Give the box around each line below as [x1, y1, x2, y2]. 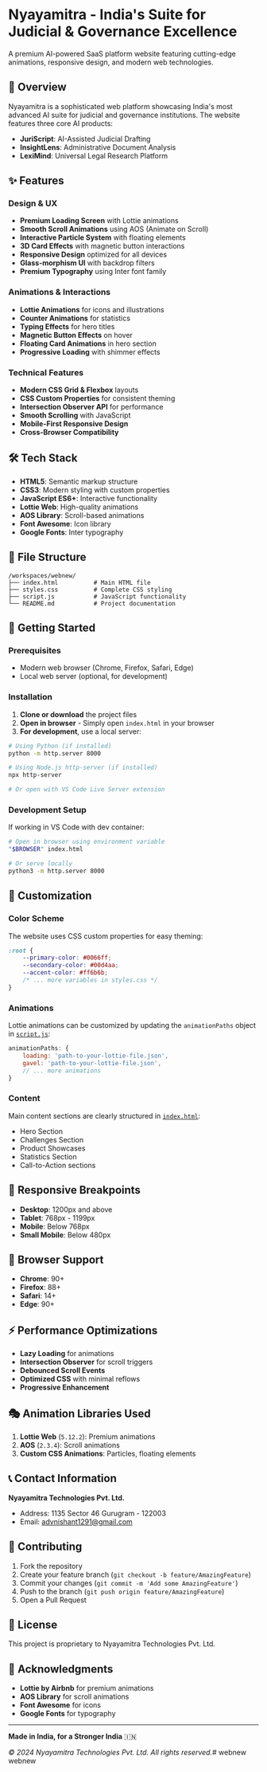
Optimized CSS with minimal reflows [19, 1374, 141, 1384]
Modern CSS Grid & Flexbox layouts [19, 385, 139, 395]
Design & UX [8, 198, 58, 209]
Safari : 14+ [19, 1291, 57, 1300]
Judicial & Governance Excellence [8, 22, 238, 41]
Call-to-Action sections [19, 1160, 96, 1170]
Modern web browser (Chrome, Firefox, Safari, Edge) [19, 663, 194, 672]
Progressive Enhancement [19, 1382, 110, 1392]
